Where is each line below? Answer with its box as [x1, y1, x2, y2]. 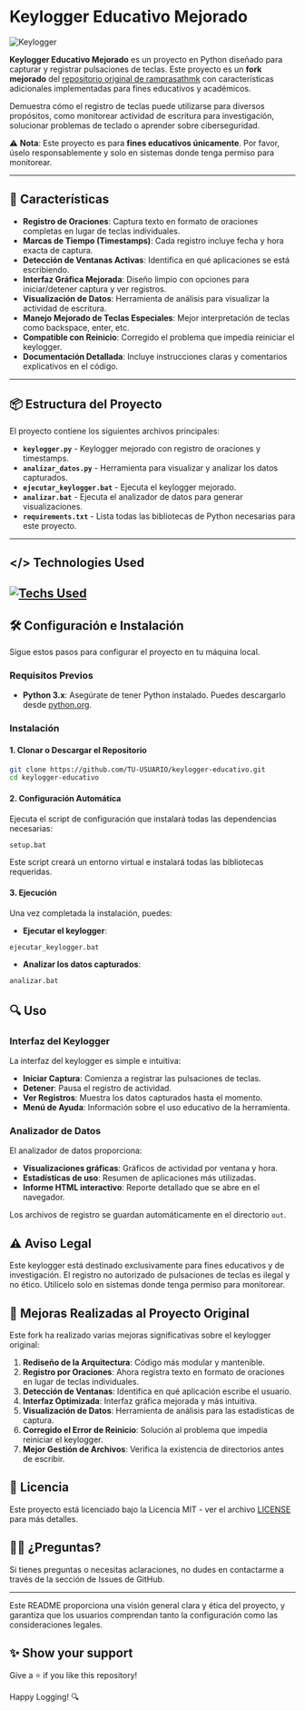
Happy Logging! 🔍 [9, 1692, 80, 1703]
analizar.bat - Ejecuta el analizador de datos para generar [22, 491, 243, 502]
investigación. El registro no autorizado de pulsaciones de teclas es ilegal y [9, 1269, 290, 1280]
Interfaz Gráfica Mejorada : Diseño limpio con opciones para [22, 274, 250, 284]
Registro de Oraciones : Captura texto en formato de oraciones [22, 215, 259, 226]
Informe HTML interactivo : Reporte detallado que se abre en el [22, 1182, 261, 1193]
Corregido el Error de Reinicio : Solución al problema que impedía [22, 1424, 268, 1435]
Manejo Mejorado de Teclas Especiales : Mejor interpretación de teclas [22, 312, 290, 323]
